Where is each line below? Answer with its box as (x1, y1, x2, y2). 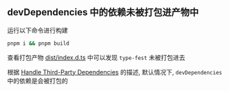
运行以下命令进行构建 (7, 26, 68, 34)
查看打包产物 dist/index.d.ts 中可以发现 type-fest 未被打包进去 (7, 53, 185, 61)
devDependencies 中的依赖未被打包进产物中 (7, 6, 199, 19)
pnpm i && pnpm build (7, 40, 70, 47)
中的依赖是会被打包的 (7, 77, 68, 85)
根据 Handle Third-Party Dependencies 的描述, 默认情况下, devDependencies (7, 68, 223, 76)
